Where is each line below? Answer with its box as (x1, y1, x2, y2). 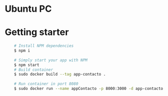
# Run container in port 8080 (14, 81, 79, 87)
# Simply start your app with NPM (14, 57, 88, 63)
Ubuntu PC (5, 3, 52, 15)
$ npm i (14, 48, 30, 53)
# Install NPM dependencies (14, 43, 74, 49)
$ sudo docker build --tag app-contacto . (14, 72, 106, 77)
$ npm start (14, 62, 39, 67)
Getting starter (5, 27, 69, 38)
